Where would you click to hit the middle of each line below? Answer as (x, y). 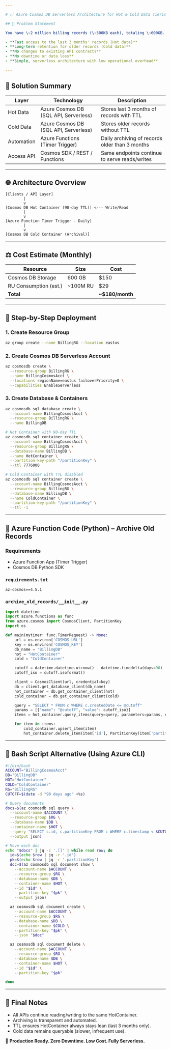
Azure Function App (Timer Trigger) (50, 562)
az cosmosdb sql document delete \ (48, 945)
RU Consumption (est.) (35, 286)
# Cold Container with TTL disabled (44, 475)
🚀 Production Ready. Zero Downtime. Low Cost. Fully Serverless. (75, 1041)
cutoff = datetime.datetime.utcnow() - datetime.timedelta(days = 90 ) (89, 668)
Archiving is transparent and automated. (55, 1020)
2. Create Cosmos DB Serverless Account (58, 356)
